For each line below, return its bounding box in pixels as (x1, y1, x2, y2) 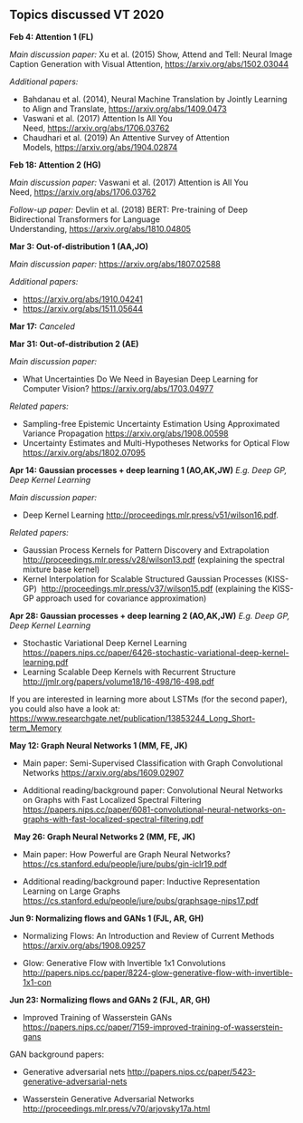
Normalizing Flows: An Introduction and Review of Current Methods (22, 930, 275, 941)
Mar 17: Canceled (9, 321, 75, 332)
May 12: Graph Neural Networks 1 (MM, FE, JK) (9, 740, 188, 750)
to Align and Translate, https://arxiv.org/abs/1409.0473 (22, 103, 228, 114)
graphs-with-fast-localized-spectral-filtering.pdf (22, 813, 204, 824)
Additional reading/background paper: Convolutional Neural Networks (22, 784, 283, 796)
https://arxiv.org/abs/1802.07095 (22, 447, 147, 458)
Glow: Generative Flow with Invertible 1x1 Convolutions (22, 957, 226, 968)
